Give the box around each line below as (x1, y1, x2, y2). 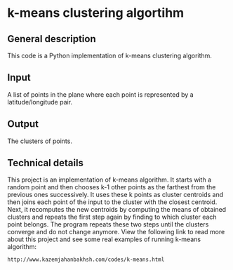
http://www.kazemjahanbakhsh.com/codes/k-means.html (7, 256, 165, 264)
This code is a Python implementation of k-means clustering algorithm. (7, 51, 213, 60)
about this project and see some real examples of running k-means (7, 235, 201, 243)
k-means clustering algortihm (7, 5, 185, 21)
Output (7, 118, 39, 130)
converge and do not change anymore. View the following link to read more (7, 228, 225, 236)
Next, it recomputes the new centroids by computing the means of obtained (7, 205, 227, 214)
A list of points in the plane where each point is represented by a (7, 90, 194, 99)
